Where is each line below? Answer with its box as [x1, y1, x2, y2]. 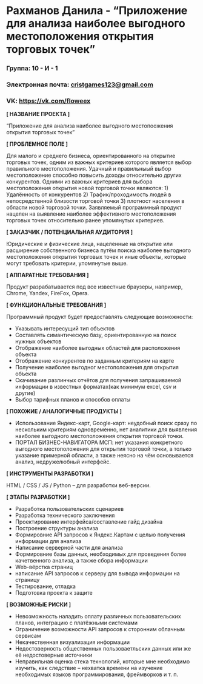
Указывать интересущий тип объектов [15, 325, 115, 332]
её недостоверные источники [15, 651, 93, 659]
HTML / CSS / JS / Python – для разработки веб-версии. [6, 482, 151, 489]
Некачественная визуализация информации [15, 638, 130, 646]
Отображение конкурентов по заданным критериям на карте [15, 357, 175, 364]
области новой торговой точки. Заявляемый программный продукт [6, 204, 182, 211]
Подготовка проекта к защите [15, 589, 93, 597]
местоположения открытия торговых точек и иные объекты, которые [6, 253, 187, 261]
